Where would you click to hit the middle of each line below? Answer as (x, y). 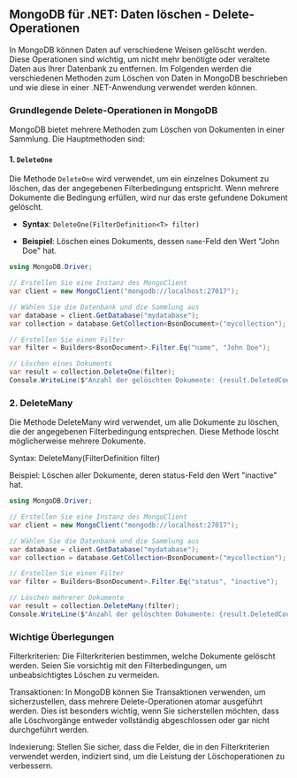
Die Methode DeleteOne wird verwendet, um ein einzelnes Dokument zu (139, 179)
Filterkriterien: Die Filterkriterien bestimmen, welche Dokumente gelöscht (142, 656)
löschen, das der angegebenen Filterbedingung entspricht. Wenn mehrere (144, 189)
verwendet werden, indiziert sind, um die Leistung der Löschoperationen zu (147, 757)
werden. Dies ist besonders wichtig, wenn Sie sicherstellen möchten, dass (145, 711)
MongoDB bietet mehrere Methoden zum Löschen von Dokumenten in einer (147, 130)
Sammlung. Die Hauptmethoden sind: (77, 139)
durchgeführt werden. (49, 730)
